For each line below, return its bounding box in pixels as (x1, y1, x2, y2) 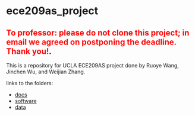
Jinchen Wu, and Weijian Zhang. (6, 68, 86, 75)
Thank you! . (6, 46, 52, 56)
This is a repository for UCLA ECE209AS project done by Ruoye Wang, (6, 62, 180, 69)
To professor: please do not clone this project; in (6, 28, 190, 38)
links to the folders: (6, 80, 54, 86)
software (14, 98, 37, 104)
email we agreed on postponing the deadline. (6, 37, 177, 47)
